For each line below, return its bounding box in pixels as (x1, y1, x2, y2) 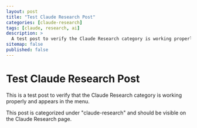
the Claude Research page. (6, 115, 72, 122)
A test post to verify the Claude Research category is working (11, 36, 172, 42)
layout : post (6, 8, 38, 15)
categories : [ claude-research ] (6, 19, 83, 25)
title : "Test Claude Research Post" (6, 14, 96, 20)
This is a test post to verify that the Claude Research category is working (6, 92, 182, 99)
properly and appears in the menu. (6, 97, 90, 105)
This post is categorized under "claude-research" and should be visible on (6, 109, 186, 116)
